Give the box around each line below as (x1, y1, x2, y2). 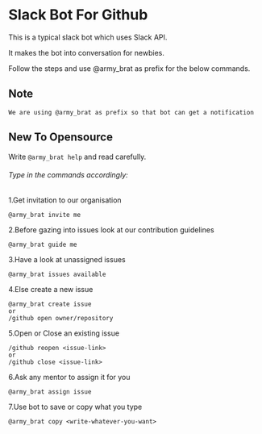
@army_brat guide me (8, 240, 78, 248)
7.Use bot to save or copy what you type (8, 402, 143, 411)
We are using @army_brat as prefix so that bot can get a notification (8, 108, 254, 116)
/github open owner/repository (8, 314, 114, 322)
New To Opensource (8, 131, 113, 144)
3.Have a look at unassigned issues (8, 254, 127, 264)
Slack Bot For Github (8, 6, 148, 24)
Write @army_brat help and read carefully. (8, 152, 147, 161)
